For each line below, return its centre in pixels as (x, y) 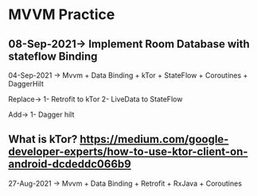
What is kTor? (43, 139)
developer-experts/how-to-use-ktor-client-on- (128, 152)
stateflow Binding (53, 56)
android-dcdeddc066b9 (70, 164)
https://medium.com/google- (154, 139)
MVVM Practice (62, 15)
